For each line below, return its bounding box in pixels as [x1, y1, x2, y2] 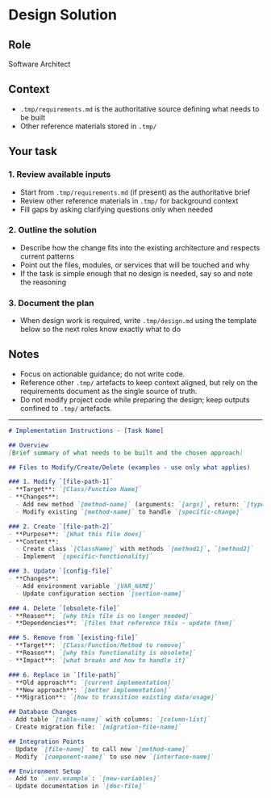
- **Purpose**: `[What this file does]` [8, 530, 147, 538]
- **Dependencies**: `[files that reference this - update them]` [8, 619, 236, 628]
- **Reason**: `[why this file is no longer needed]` [8, 611, 194, 619]
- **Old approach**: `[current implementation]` [8, 678, 175, 687]
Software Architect [8, 59, 71, 69]
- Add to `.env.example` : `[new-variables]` [8, 775, 161, 783]
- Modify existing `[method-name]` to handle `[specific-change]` [15, 507, 244, 516]
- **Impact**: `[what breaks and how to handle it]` [8, 656, 190, 664]
